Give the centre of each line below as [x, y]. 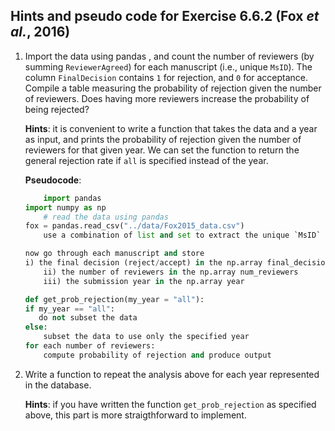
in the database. [58, 385]
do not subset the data [88, 318]
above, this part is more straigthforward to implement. [135, 415]
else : [36, 327]
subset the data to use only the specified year [146, 337]
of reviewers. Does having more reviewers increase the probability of [167, 98]
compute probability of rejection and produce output [157, 355]
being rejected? [57, 109]
